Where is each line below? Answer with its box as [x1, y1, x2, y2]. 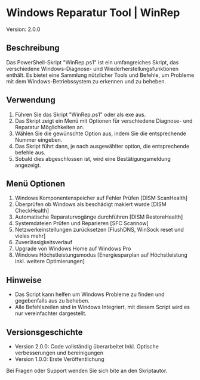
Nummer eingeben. [14, 136, 63, 143]
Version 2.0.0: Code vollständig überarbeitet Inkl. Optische [14, 343, 159, 350]
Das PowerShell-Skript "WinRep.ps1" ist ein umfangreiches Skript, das [6, 58, 179, 66]
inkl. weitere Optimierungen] [14, 258, 85, 265]
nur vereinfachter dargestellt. [14, 310, 87, 317]
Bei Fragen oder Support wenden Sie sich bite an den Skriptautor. [6, 367, 168, 374]
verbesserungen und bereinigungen [14, 349, 103, 356]
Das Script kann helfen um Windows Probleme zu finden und [14, 291, 165, 298]
